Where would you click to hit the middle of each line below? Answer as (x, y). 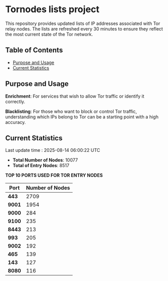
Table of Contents (34, 50)
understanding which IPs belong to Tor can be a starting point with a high (82, 117)
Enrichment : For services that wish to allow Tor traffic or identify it (75, 96)
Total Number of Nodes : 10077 (45, 160)
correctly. (15, 101)
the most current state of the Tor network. (49, 34)
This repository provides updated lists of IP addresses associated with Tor (83, 23)
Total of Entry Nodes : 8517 (41, 166)
